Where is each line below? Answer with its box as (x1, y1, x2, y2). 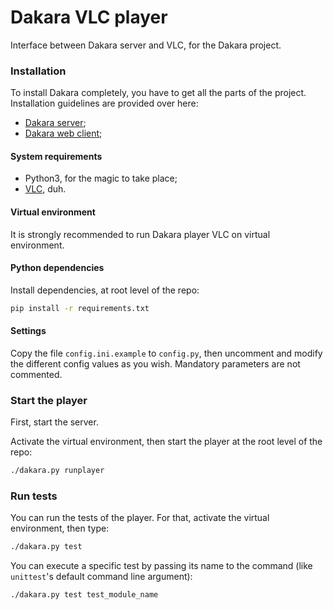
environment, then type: (10, 522, 110, 535)
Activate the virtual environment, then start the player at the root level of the (10, 436, 323, 448)
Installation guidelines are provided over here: (10, 97, 199, 110)
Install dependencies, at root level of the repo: (10, 284, 200, 296)
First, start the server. (10, 416, 99, 428)
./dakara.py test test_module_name (10, 590, 159, 600)
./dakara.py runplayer (10, 466, 105, 476)
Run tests (10, 489, 58, 503)
